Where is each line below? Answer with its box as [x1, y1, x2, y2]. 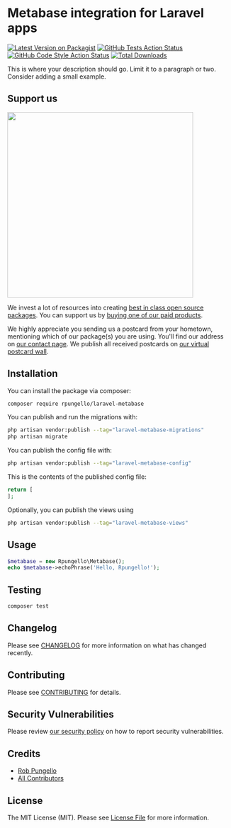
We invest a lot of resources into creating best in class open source [7, 303, 204, 312]
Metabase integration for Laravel [7, 5, 204, 21]
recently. [7, 648, 33, 657]
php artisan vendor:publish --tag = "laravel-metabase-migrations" [7, 426, 204, 433]
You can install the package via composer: [7, 386, 131, 395]
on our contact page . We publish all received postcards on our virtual [7, 339, 210, 348]
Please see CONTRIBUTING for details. [7, 688, 122, 696]
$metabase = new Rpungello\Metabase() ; [7, 557, 125, 565]
